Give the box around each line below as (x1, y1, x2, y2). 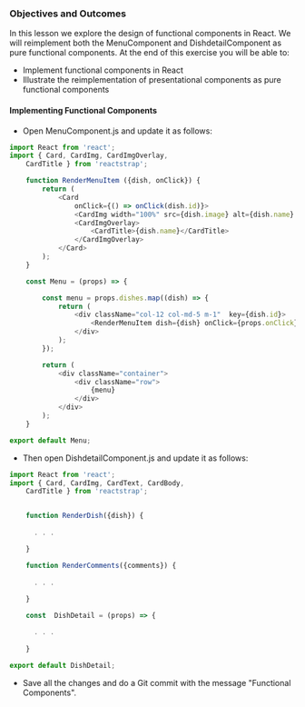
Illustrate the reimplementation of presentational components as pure (22, 75, 281, 85)
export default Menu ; (9, 435, 92, 445)
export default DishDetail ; (9, 661, 116, 670)
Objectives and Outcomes (9, 7, 127, 20)
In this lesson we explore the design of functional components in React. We (9, 28, 291, 39)
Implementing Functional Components (9, 105, 157, 115)
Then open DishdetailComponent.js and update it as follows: (22, 453, 249, 463)
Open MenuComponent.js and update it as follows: (22, 125, 213, 136)
